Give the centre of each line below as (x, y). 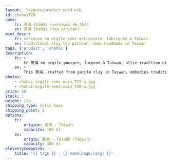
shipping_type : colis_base (34, 106)
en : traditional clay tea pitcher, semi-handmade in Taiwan (80, 44)
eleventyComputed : (25, 149)
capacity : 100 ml (42, 144)
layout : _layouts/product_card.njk (43, 10)
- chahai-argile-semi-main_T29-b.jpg (55, 86)
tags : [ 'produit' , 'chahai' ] (36, 48)
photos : (14, 77)
